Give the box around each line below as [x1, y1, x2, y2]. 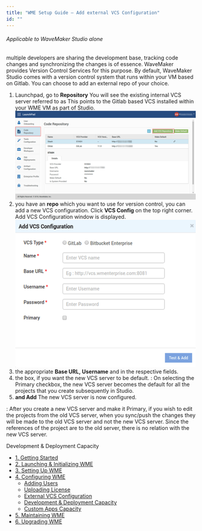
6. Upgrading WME [14, 518, 63, 526]
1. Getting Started [14, 454, 58, 461]
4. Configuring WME [14, 473, 66, 480]
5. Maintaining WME [14, 512, 65, 519]
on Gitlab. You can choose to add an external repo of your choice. [6, 79, 170, 87]
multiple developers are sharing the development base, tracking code [6, 54, 179, 61]
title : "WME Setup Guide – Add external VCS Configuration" [6, 10, 161, 16]
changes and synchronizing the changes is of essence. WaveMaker [6, 60, 174, 67]
